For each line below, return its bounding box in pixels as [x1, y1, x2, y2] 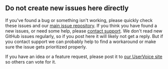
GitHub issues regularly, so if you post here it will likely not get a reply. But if [5, 33, 163, 39]
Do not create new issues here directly [5, 4, 129, 12]
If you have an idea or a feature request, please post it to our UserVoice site [5, 53, 162, 59]
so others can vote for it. [5, 58, 57, 64]
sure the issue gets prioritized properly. [5, 43, 87, 49]
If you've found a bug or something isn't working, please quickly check [5, 17, 153, 23]
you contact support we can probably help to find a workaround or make [5, 38, 156, 44]
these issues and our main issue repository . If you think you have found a [5, 22, 157, 28]
